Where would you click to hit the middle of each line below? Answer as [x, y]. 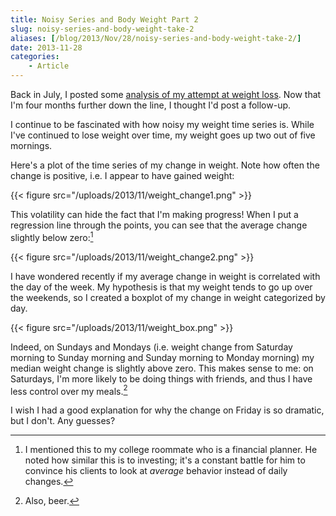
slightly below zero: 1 [52, 236]
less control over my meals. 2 [69, 390]
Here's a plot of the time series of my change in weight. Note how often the [165, 165]
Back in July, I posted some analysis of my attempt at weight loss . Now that [166, 94]
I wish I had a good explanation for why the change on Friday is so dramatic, [167, 410]
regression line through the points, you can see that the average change [159, 225]
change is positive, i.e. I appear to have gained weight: [122, 175]
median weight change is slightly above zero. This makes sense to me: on [162, 368]
